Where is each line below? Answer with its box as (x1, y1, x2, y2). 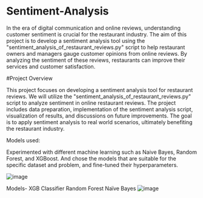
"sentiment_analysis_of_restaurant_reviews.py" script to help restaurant (6, 44, 185, 51)
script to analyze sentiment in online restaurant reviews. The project (6, 99, 176, 107)
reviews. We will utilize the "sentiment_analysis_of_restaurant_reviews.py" (6, 93, 191, 100)
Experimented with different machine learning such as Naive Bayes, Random (6, 148, 198, 156)
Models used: (6, 136, 41, 144)
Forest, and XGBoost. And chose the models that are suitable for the (6, 154, 177, 162)
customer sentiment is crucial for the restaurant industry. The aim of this (6, 30, 187, 38)
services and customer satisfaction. (6, 62, 96, 70)
